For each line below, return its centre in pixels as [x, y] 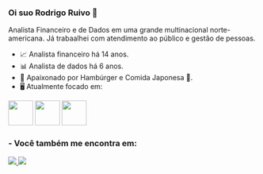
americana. [27, 38]
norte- [220, 30]
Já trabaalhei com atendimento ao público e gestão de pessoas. [151, 38]
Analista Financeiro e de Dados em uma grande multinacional [108, 30]
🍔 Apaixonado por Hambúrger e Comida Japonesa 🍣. [106, 78]
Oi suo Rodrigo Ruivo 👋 [53, 13]
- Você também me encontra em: [72, 144]
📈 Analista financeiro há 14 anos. [74, 54]
